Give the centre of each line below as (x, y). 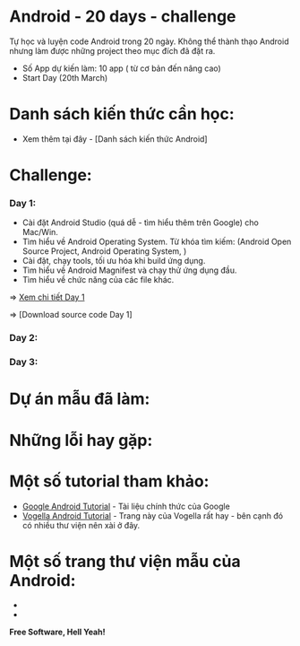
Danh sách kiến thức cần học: (122, 114)
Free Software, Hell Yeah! (57, 632)
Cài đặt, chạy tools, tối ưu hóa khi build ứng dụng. (114, 261)
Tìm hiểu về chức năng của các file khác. (98, 280)
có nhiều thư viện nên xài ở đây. (81, 525)
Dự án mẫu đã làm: (80, 399)
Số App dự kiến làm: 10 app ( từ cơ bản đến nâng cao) (121, 68)
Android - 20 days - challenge (123, 17)
